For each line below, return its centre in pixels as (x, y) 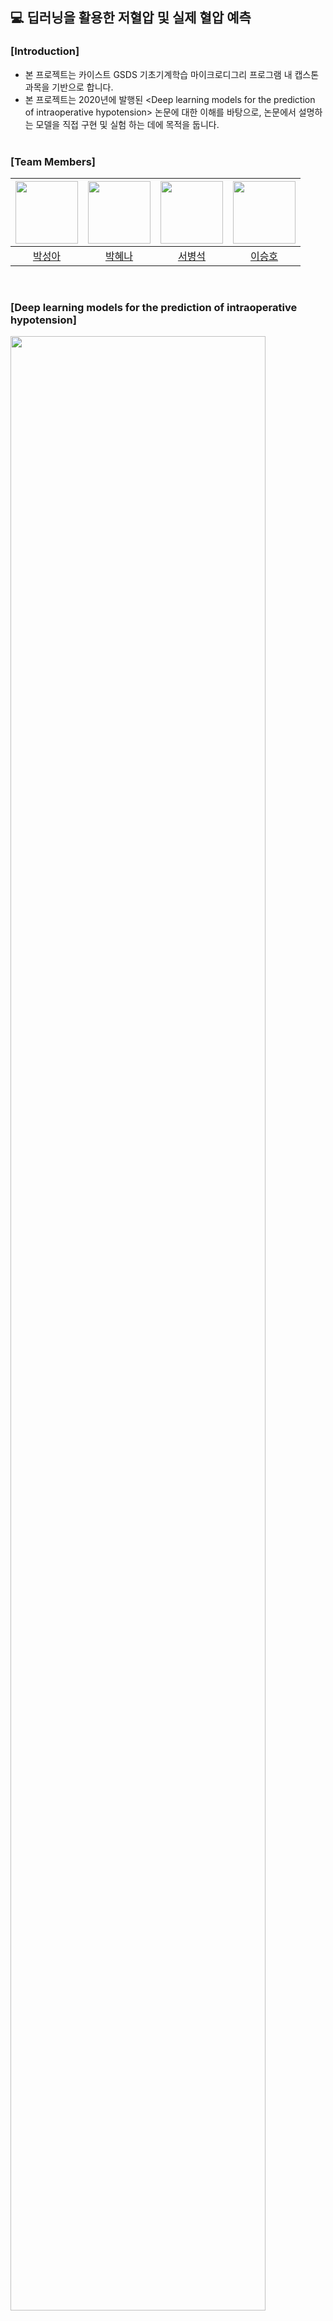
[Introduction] (45, 51)
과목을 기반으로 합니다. (69, 87)
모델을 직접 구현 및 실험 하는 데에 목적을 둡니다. (127, 124)
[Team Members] (53, 161)
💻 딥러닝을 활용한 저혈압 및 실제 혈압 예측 (131, 18)
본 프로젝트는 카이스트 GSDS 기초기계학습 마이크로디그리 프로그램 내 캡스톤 (172, 74)
